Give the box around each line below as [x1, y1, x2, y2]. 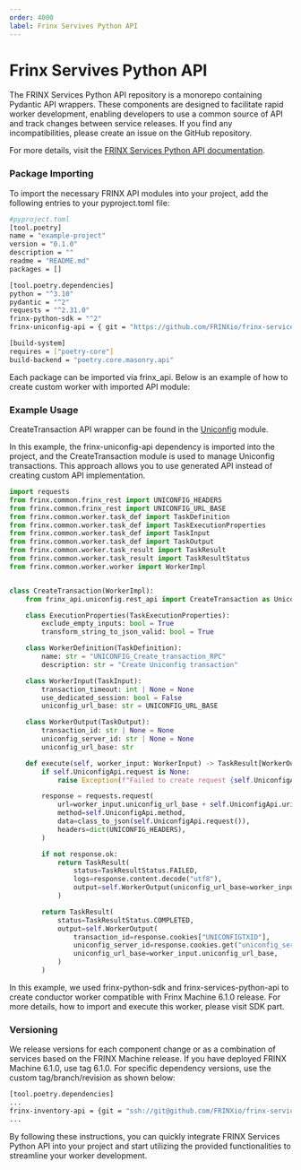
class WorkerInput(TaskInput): [25, 676, 142, 686]
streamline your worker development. [9, 1149, 148, 1161]
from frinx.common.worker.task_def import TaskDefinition [9, 512, 230, 521]
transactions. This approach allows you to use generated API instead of [9, 461, 273, 472]
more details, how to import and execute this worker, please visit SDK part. [9, 1001, 285, 1011]
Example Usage [9, 403, 79, 416]
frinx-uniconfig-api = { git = [9, 323, 126, 332]
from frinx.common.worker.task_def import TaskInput [9, 529, 211, 538]
